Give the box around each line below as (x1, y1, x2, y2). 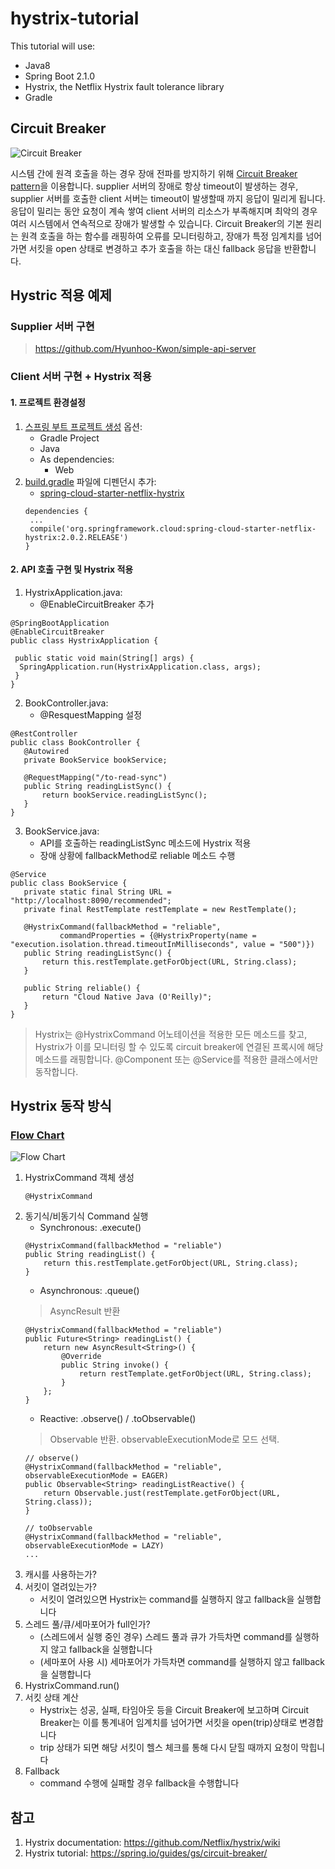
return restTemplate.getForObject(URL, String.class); (78, 1369, 312, 1379)
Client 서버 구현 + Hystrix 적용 (10, 370, 152, 384)
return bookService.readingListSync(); (41, 790, 208, 800)
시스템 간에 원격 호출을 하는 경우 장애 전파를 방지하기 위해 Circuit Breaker (10, 167, 298, 179)
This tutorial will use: (10, 40, 96, 52)
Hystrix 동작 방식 (10, 1098, 112, 1115)
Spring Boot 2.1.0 (24, 70, 95, 82)
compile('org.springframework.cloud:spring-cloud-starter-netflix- (29, 523, 317, 534)
